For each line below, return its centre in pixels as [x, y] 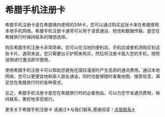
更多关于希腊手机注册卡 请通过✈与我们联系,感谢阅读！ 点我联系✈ [70, 109]
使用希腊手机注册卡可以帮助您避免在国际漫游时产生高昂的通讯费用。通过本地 [82, 70]
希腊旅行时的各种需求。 [41, 82]
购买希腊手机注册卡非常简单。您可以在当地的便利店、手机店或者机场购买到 [80, 47]
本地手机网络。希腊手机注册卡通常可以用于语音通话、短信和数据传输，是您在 [82, 30]
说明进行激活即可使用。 [29, 59]
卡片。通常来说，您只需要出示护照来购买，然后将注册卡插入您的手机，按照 [84, 53]
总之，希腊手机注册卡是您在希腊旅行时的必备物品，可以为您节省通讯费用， [80, 93]
